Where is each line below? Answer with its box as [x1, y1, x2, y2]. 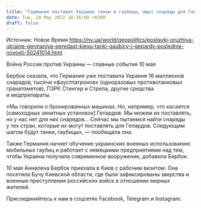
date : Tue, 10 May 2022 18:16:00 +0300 [6, 14, 106, 20]
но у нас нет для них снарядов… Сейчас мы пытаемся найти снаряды [6, 116, 185, 123]
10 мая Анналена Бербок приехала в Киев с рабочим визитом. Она [6, 164, 178, 171]
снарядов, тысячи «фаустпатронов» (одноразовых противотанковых [6, 79, 183, 86]
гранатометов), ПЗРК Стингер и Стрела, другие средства [6, 85, 154, 92]
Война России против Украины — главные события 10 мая [6, 61, 156, 68]
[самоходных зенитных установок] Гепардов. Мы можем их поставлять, [6, 109, 192, 117]
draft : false [6, 20, 39, 26]
